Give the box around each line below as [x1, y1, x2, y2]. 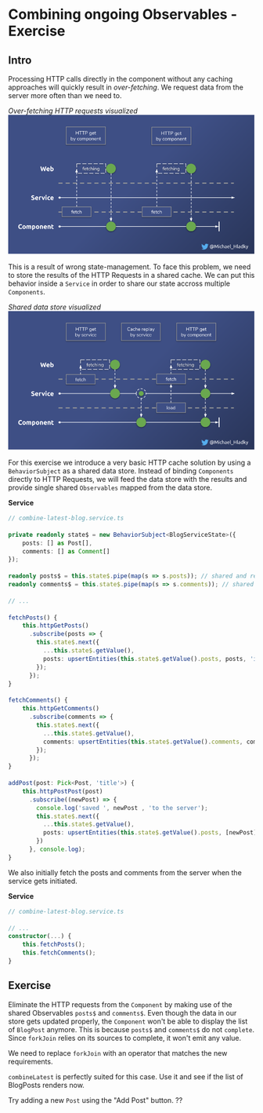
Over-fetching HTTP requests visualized [8, 106, 139, 115]
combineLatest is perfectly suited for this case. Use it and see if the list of [8, 1071, 244, 1081]
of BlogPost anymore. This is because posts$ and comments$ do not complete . [8, 1024, 254, 1034]
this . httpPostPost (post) [22, 787, 103, 795]
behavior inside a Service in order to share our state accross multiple [8, 279, 231, 288]
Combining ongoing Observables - [8, 5, 237, 24]
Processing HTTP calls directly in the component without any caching [8, 75, 233, 83]
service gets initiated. [8, 876, 78, 885]
